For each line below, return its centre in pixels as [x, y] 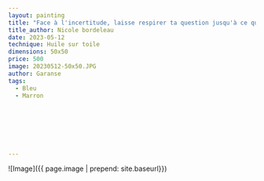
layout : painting [37, 15]
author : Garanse [35, 74]
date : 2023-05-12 [37, 37]
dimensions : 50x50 [38, 52]
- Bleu [26, 88]
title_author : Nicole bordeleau [61, 30]
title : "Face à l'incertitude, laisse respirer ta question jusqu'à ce [128, 23]
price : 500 [26, 60]
